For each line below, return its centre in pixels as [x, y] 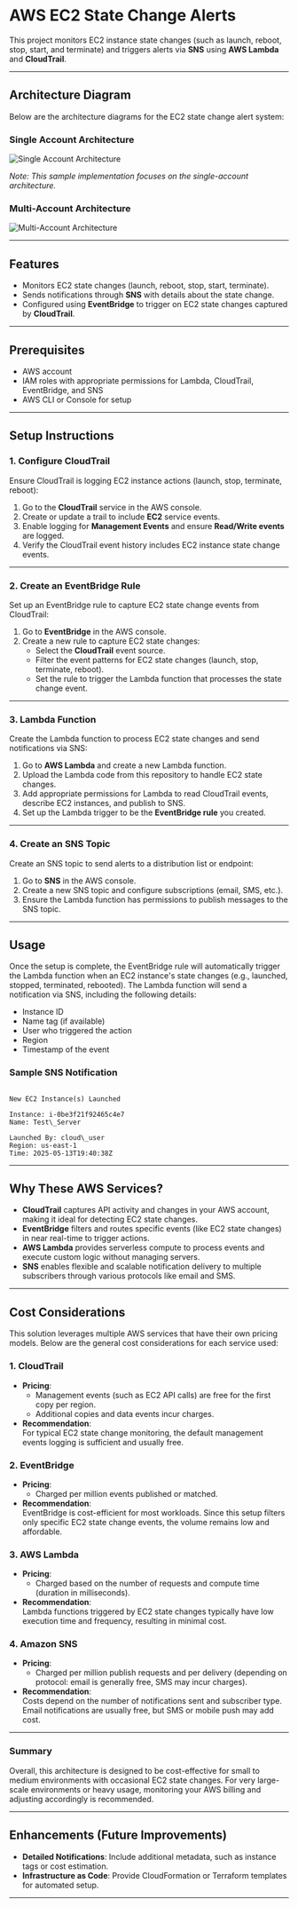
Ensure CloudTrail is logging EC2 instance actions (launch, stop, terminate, [145, 480]
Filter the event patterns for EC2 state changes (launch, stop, [147, 660]
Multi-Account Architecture [70, 208]
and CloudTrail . [38, 59]
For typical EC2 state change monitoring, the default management [142, 1432]
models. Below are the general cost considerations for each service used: [144, 1343]
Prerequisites [47, 350]
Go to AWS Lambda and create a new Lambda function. [124, 765]
